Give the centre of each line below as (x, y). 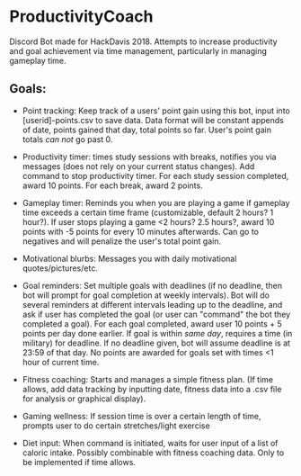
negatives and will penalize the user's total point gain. (122, 241)
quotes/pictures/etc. (60, 268)
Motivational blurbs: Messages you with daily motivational (129, 258)
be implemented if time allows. (79, 462)
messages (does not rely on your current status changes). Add (138, 166)
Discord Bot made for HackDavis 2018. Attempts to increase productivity (143, 41)
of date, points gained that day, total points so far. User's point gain (147, 130)
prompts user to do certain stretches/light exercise (116, 426)
